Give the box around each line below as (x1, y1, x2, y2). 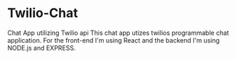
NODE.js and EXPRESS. (7, 43, 76, 52)
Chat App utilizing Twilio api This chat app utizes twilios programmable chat (7, 28, 230, 37)
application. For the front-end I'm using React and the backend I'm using (7, 36, 220, 44)
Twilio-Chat (7, 5, 78, 21)
